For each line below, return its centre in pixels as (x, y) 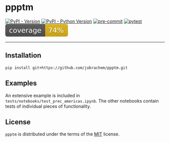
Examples (21, 83)
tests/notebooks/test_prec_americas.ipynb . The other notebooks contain (82, 101)
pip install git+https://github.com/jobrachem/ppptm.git (67, 68)
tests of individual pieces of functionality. (48, 106)
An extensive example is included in (42, 96)
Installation (23, 55)
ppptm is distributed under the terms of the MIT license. (62, 134)
